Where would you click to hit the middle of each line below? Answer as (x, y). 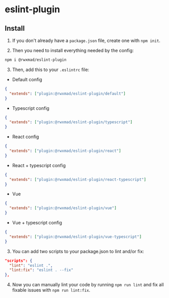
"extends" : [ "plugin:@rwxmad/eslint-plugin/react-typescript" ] (78, 179)
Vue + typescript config (37, 223)
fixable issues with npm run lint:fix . (51, 290)
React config (25, 137)
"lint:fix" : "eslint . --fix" (41, 270)
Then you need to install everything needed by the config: (73, 50)
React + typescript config (39, 165)
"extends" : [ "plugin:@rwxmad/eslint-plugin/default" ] (67, 94)
